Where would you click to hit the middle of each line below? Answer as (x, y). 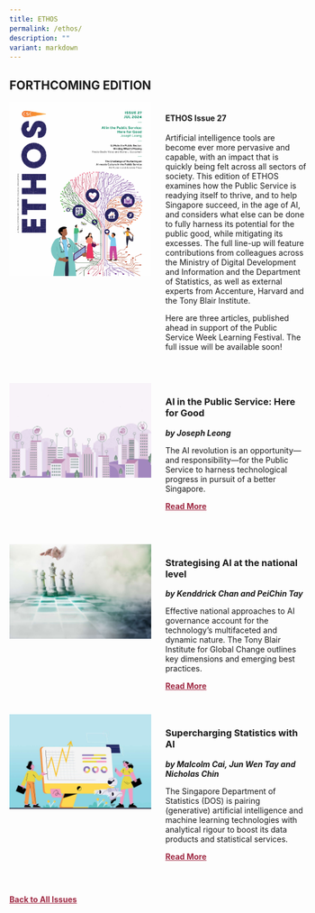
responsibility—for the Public (235, 460)
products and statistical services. (226, 839)
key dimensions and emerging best (230, 659)
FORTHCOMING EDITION (80, 85)
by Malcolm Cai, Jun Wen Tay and (230, 764)
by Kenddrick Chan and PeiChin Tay (234, 594)
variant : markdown (44, 48)
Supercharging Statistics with (232, 733)
